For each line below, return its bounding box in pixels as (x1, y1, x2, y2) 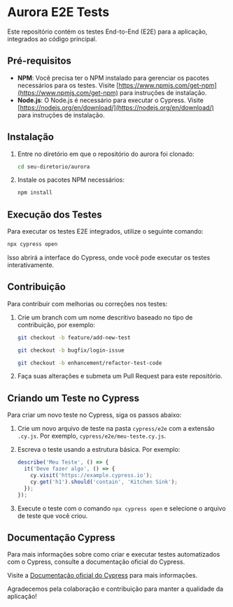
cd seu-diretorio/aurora (17, 163, 90, 170)
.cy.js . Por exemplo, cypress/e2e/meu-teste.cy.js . (17, 431, 167, 441)
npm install (17, 190, 52, 197)
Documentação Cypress (7, 531, 115, 543)
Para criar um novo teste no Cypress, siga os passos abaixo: (7, 410, 182, 420)
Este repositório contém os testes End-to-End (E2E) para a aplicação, (7, 27, 208, 36)
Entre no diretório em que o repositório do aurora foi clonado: (17, 150, 195, 158)
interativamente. (7, 261, 55, 269)
